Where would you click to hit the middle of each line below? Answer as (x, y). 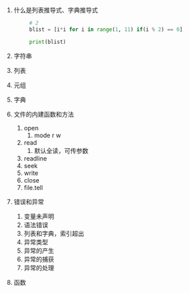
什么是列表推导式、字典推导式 (55, 10)
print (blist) (48, 42)
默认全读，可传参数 (61, 150)
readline (35, 158)
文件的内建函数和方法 (43, 114)
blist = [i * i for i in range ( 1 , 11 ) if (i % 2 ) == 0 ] (106, 30)
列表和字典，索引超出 (54, 233)
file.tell (33, 187)
